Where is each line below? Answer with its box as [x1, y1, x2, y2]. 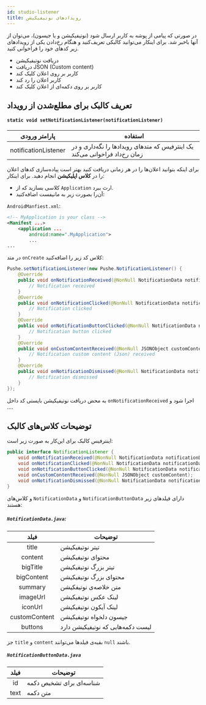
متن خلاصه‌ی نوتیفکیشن [60, 582, 122, 591]
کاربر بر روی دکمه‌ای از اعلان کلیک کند [15, 82, 102, 90]
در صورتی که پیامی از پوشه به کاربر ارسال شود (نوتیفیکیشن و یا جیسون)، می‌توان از [7, 31, 197, 39]
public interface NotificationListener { [7, 449, 114, 455]
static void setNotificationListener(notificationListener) [7, 117, 164, 123]
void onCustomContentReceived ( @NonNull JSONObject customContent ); [18, 472, 193, 478]
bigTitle [21, 563, 43, 571]
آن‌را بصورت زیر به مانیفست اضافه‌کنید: [15, 191, 105, 198]
